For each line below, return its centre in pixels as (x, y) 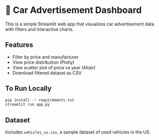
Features (19, 45)
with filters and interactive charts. (40, 29)
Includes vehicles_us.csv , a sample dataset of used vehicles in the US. (78, 132)
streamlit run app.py (28, 105)
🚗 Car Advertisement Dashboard (74, 10)
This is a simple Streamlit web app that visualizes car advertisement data (80, 24)
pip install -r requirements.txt (40, 100)
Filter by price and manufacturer (45, 57)
